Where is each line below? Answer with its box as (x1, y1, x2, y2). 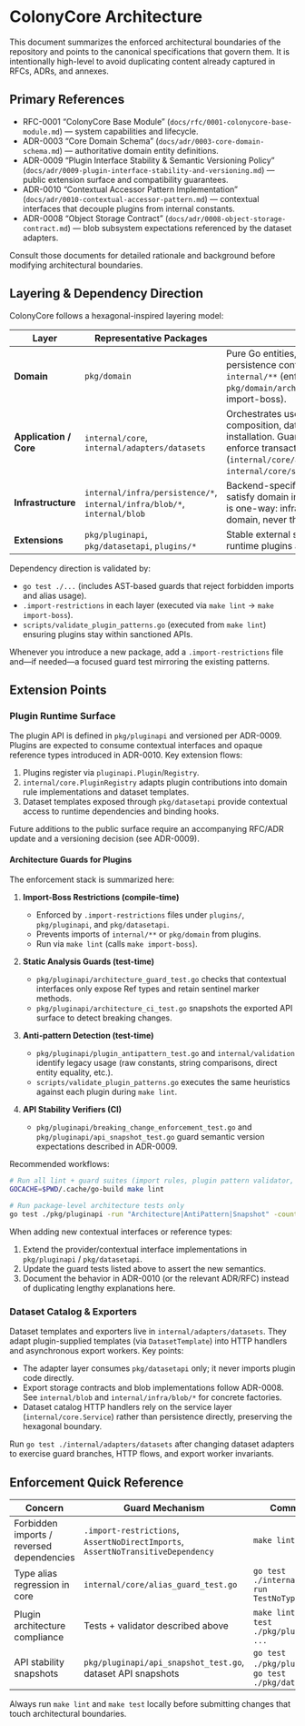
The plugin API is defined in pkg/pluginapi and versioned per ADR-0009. (9, 730, 282, 741)
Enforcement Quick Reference (9, 1475, 184, 1490)
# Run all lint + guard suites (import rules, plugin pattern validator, (9, 1176, 295, 1185)
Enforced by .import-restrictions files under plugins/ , (35, 909, 245, 920)
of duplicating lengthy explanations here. (22, 1282, 176, 1294)
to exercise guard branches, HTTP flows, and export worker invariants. (9, 1448, 274, 1459)
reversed (14, 1540, 53, 1553)
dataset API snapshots (84, 1668, 180, 1680)
